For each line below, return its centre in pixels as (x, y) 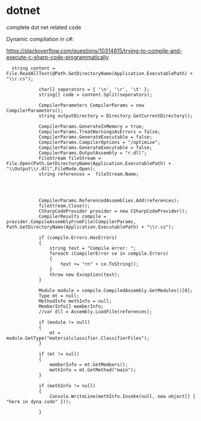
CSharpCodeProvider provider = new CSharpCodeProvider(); (113, 211)
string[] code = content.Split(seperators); (95, 94)
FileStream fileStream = (70, 158)
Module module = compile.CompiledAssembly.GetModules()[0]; (116, 290)
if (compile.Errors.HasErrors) (78, 237)
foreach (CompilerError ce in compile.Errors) (109, 253)
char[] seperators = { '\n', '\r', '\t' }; (94, 89)
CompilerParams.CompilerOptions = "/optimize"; (100, 142)
